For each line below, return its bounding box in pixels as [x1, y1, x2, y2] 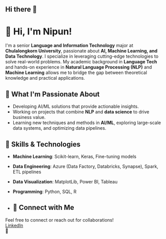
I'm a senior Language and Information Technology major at [5, 42, 133, 49]
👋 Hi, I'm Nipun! [5, 26, 72, 37]
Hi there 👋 [5, 5, 37, 14]
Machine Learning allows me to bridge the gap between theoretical [5, 69, 148, 76]
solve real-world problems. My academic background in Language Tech [5, 59, 157, 65]
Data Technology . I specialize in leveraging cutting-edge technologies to [5, 53, 159, 59]
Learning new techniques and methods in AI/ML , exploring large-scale [12, 119, 161, 126]
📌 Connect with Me [12, 203, 75, 212]
